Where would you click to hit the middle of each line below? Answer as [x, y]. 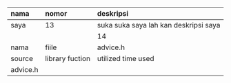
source [22, 59]
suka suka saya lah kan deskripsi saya [159, 25]
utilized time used [125, 59]
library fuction [68, 59]
